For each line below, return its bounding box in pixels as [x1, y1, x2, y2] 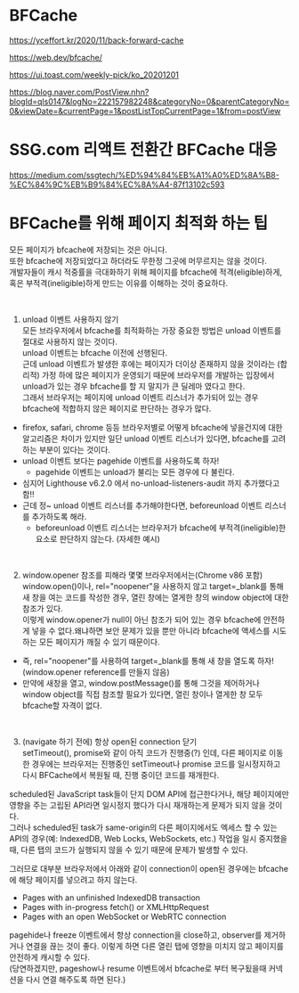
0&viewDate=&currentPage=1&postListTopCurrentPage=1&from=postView [9, 105, 281, 116]
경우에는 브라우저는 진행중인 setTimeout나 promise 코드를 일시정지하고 [31, 759, 281, 769]
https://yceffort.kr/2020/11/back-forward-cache [9, 35, 184, 45]
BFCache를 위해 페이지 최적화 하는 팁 [9, 213, 269, 234]
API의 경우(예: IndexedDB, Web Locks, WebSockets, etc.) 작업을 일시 [9, 833, 257, 843]
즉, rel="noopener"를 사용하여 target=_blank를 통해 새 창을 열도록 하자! [21, 655, 274, 666]
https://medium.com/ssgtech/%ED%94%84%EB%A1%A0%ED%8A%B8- [9, 169, 280, 180]
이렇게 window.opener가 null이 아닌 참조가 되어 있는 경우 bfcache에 [21, 614, 262, 625]
